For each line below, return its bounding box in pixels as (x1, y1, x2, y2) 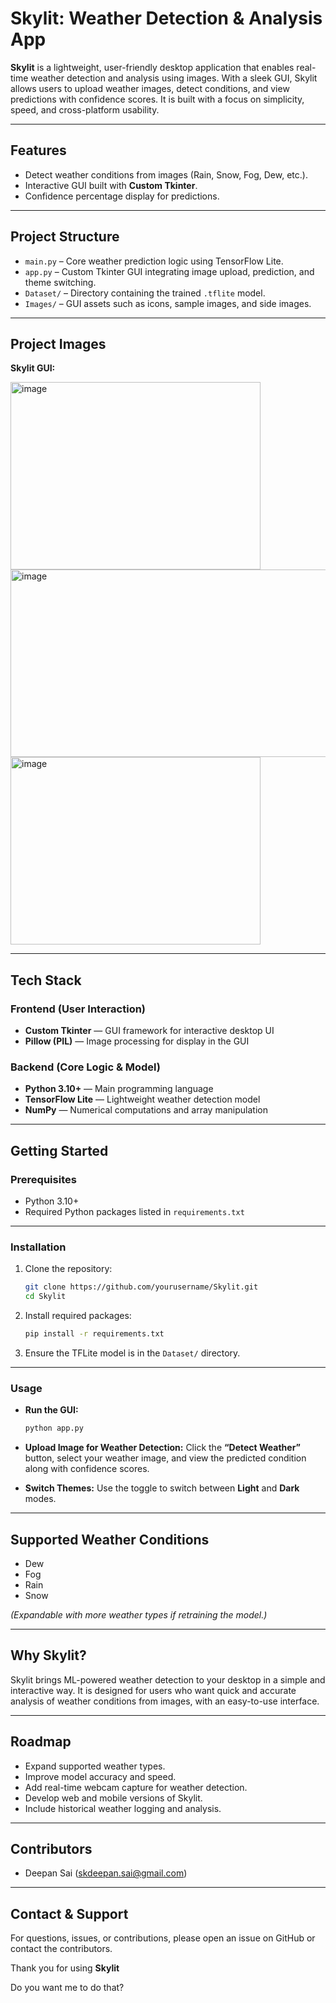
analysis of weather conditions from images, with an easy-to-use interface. (10, 1695, 320, 1707)
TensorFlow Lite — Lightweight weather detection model (24, 1093, 261, 1106)
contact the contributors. (10, 1943, 113, 1955)
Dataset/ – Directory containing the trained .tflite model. (24, 287, 266, 299)
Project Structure (10, 228, 120, 246)
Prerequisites (10, 1172, 77, 1186)
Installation (10, 1240, 67, 1254)
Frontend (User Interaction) (10, 1002, 147, 1016)
